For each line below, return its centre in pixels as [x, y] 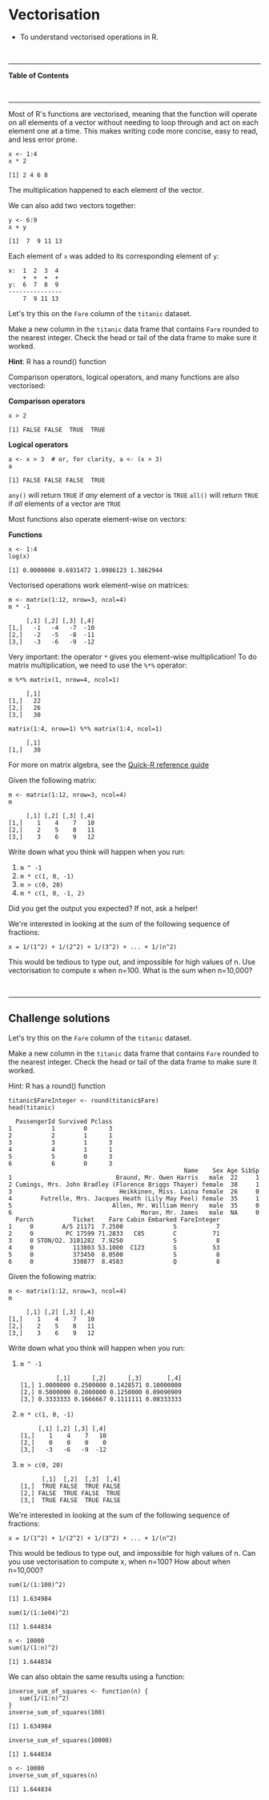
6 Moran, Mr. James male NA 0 [134, 1213]
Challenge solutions [59, 1018]
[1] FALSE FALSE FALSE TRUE [57, 480]
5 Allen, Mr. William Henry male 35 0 [134, 1205]
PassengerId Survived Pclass [64, 1121]
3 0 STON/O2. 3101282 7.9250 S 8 [114, 1241]
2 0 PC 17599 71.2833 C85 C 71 [114, 1233]
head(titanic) [32, 1107]
